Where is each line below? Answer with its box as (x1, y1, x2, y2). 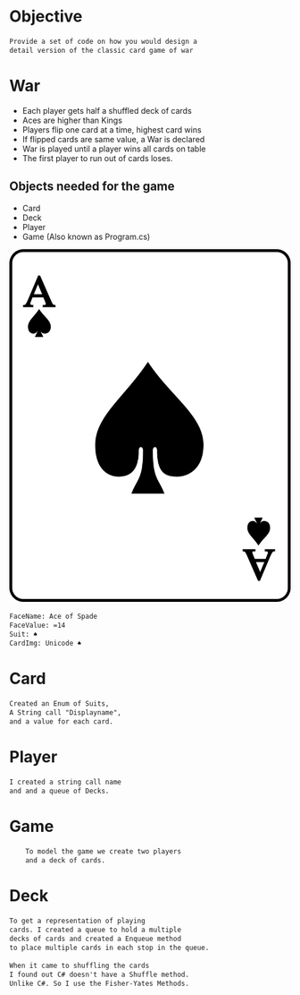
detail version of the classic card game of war (9, 46, 194, 55)
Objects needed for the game (9, 179, 176, 194)
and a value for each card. (9, 716, 114, 726)
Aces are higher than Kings (21, 115, 123, 125)
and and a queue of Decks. (9, 786, 110, 795)
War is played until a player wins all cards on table (21, 143, 206, 154)
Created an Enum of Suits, (9, 699, 110, 708)
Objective (9, 6, 83, 27)
